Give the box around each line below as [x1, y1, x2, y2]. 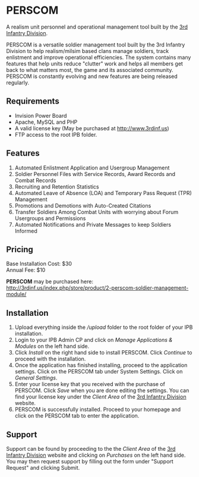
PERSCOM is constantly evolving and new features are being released [6, 73, 178, 80]
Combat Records [14, 177, 56, 184]
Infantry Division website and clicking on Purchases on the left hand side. [6, 451, 186, 459]
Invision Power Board [14, 112, 67, 119]
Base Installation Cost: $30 [6, 260, 72, 268]
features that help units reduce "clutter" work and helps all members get [6, 60, 183, 67]
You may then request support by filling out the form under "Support [6, 458, 173, 465]
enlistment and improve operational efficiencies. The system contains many [6, 54, 191, 61]
